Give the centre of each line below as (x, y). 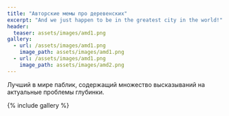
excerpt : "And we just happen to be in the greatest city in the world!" (115, 20)
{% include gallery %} (39, 105)
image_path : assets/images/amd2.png (72, 65)
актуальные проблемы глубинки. (56, 92)
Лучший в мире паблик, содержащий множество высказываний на (106, 84)
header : (18, 26)
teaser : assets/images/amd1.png (60, 33)
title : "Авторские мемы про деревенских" (67, 13)
